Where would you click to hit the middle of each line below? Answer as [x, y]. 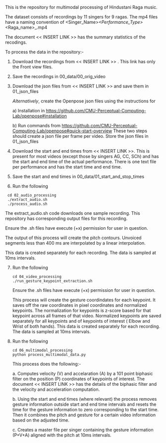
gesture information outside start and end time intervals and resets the [84, 404]
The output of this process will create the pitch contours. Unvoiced [73, 238]
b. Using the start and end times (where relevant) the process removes [84, 399]
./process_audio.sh [28, 204]
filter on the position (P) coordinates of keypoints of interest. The [79, 379]
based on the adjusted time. [41, 420]
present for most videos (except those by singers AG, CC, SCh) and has [85, 156]
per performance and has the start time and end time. [67, 167]
